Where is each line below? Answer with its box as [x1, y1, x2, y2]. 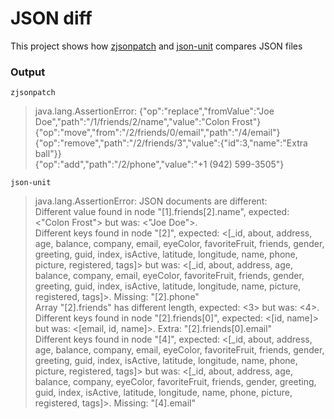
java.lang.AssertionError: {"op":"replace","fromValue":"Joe [34, 105, 275, 117]
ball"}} [34, 148, 62, 160]
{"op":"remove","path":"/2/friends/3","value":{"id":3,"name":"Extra [34, 137, 308, 149]
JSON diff [10, 7, 93, 30]
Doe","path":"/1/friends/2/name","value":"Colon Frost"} [34, 116, 262, 128]
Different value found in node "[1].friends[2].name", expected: [34, 206, 290, 218]
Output [10, 65, 46, 79]
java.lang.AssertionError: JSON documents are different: [34, 195, 268, 207]
